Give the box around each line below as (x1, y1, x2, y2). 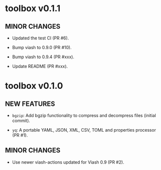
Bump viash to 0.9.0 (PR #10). (12, 45, 72, 50)
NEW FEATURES (5, 100, 55, 108)
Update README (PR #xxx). (12, 64, 68, 69)
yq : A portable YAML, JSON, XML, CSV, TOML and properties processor (12, 127, 156, 133)
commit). (12, 118, 30, 123)
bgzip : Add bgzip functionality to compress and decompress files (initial (12, 113, 157, 118)
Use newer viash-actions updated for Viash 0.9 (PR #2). (12, 159, 125, 165)
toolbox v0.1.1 (5, 3, 61, 14)
